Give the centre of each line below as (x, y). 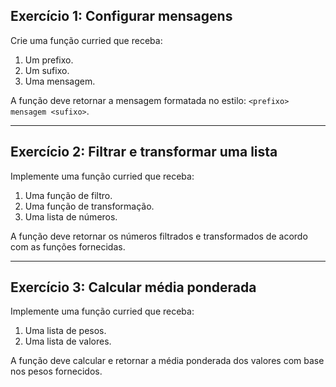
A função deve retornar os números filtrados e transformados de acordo (159, 236)
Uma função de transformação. (89, 206)
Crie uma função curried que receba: (86, 40)
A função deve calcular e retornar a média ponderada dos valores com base (167, 361)
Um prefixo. (49, 60)
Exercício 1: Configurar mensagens (121, 16)
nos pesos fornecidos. (56, 371)
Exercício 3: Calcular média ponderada (133, 287)
